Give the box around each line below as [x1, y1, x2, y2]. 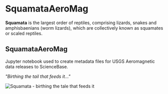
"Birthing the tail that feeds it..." [5, 73, 71, 79]
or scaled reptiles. [5, 30, 43, 36]
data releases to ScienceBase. [5, 63, 68, 69]
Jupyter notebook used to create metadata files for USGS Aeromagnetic [5, 58, 155, 64]
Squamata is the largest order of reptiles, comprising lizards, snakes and [5, 20, 157, 26]
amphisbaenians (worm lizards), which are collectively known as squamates [5, 25, 163, 31]
